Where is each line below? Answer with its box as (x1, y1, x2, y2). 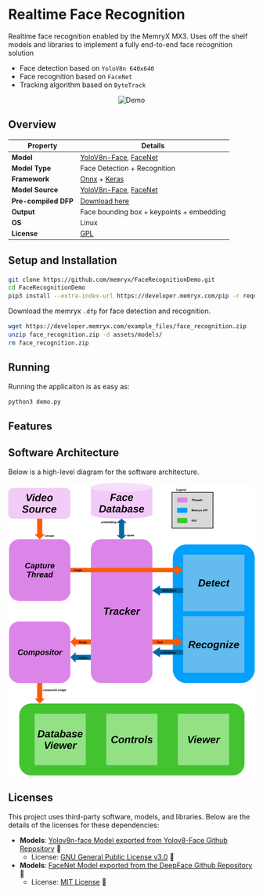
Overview (8, 118, 57, 131)
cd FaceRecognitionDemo (8, 284, 86, 292)
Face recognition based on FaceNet (19, 71, 133, 81)
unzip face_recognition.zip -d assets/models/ (8, 331, 163, 339)
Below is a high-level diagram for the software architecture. (8, 467, 200, 476)
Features (8, 419, 52, 432)
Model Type (11, 163, 52, 173)
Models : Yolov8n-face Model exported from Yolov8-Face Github (19, 835, 229, 845)
